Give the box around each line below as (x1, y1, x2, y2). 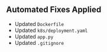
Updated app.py (14, 32, 54, 40)
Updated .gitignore (14, 39, 64, 46)
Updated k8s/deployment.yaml (14, 27, 88, 34)
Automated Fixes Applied (6, 5, 102, 15)
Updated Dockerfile (14, 20, 64, 27)
